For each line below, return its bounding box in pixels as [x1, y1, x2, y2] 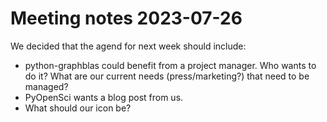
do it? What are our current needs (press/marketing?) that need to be [24, 70, 310, 82]
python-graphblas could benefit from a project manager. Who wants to [24, 59, 317, 71]
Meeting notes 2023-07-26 [10, 7, 243, 30]
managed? [24, 80, 69, 92]
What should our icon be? [24, 102, 132, 114]
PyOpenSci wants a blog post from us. [24, 91, 184, 103]
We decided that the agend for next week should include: [10, 40, 247, 52]
